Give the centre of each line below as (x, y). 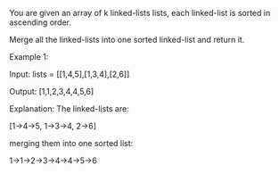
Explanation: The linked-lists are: (69, 109)
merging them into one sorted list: (71, 143)
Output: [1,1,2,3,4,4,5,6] (52, 91)
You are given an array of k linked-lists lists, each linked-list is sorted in (140, 13)
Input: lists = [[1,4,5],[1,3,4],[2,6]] (70, 74)
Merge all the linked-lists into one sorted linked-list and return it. (127, 40)
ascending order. (41, 22)
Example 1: (29, 57)
